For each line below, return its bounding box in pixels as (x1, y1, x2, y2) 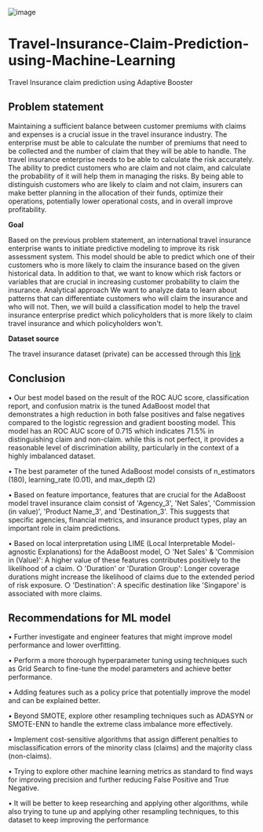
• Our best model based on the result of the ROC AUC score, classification (8, 393, 250, 402)
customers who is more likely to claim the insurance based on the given (8, 260, 240, 269)
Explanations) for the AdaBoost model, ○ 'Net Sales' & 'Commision (38, 547, 254, 556)
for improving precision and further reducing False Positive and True (8, 775, 229, 785)
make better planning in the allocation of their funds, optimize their (8, 188, 224, 197)
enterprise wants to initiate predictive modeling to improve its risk (8, 244, 220, 253)
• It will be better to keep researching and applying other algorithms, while (8, 798, 249, 808)
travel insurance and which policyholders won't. (8, 318, 163, 328)
